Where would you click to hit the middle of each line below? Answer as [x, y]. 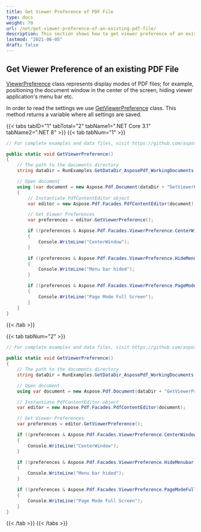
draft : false [22, 45]
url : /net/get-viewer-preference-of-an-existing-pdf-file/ [81, 28]
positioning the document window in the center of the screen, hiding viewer [99, 90]
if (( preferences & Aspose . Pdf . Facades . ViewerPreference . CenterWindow [107, 435]
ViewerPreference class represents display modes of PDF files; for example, [100, 84]
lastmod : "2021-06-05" [34, 39]
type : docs [20, 17]
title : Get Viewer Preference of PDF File [60, 12]
